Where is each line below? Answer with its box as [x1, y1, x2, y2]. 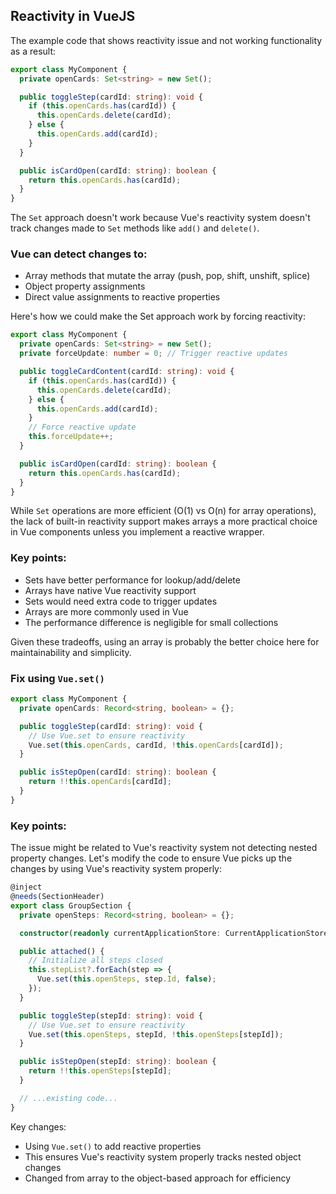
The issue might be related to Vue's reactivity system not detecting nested [10, 842, 318, 854]
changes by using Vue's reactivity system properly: [10, 863, 222, 875]
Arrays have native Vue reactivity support [24, 584, 197, 596]
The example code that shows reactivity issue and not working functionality [10, 34, 323, 46]
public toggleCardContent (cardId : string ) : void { [19, 367, 235, 377]
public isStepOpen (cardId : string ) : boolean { [19, 767, 217, 778]
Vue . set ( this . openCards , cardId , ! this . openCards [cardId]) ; [28, 740, 284, 750]
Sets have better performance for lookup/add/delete [24, 574, 241, 586]
